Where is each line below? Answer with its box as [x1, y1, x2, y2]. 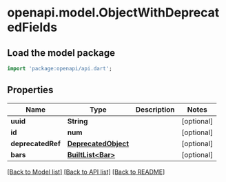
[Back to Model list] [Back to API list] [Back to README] [7, 168, 165, 176]
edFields [7, 19, 57, 35]
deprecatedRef [10, 139, 61, 148]
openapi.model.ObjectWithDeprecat [7, 5, 220, 21]
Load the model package [7, 47, 116, 59]
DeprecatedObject [67, 139, 130, 148]
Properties [7, 84, 54, 96]
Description [135, 105, 175, 114]
